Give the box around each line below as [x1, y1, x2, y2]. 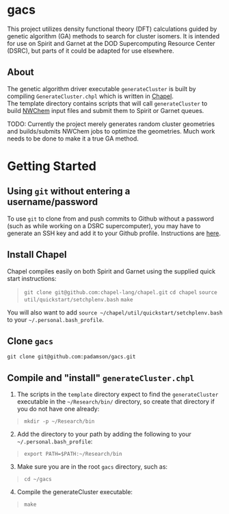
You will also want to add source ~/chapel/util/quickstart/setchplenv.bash [7, 308, 223, 317]
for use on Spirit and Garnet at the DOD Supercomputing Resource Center [7, 39, 215, 47]
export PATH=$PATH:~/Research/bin [23, 451, 122, 458]
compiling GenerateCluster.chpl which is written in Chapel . [7, 92, 174, 100]
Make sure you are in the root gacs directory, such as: [16, 463, 168, 471]
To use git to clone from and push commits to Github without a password [7, 215, 214, 223]
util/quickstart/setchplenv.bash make [23, 296, 133, 303]
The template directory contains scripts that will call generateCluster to [7, 99, 208, 108]
